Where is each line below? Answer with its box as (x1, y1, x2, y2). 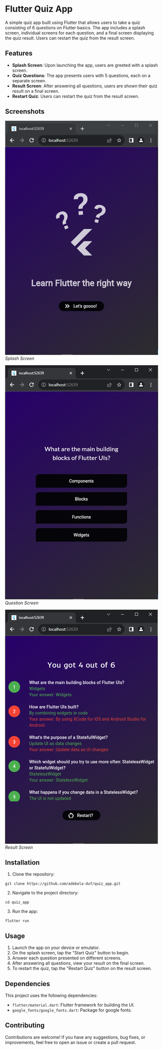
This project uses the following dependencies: (5, 992, 98, 998)
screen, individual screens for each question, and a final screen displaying (5, 30, 154, 36)
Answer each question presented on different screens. (12, 955, 122, 961)
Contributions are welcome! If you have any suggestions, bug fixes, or (5, 1034, 145, 1040)
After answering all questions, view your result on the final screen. (12, 960, 145, 966)
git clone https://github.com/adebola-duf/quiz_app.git (5, 881, 121, 886)
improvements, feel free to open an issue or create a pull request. (5, 1039, 136, 1045)
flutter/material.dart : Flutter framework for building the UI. (12, 1002, 135, 1008)
